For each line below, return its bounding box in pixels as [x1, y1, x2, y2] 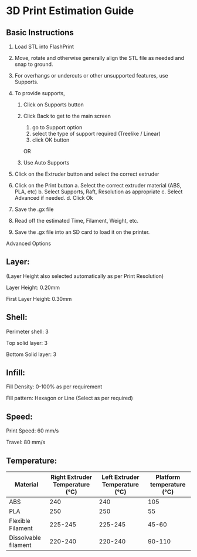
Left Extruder [101, 473, 140, 481]
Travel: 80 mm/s [6, 439, 46, 446]
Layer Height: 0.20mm [6, 284, 60, 291]
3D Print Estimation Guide [6, 4, 134, 18]
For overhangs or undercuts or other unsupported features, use [14, 72, 168, 79]
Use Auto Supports [23, 159, 70, 166]
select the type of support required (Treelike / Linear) [32, 130, 161, 137]
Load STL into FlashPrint [14, 43, 74, 50]
